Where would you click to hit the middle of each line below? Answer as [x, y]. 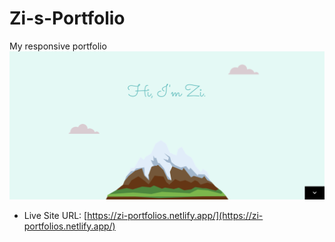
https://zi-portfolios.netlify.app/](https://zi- [175, 215]
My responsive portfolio [58, 46]
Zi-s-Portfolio [67, 18]
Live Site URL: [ [55, 215]
